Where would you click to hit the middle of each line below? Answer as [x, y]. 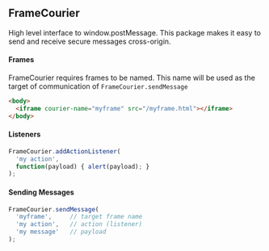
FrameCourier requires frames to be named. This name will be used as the [132, 78]
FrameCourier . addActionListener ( [65, 151]
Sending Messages [41, 192]
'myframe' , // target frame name [79, 217]
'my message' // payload [61, 232]
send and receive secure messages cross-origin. [90, 41]
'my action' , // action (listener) [79, 224]
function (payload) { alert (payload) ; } [83, 166]
